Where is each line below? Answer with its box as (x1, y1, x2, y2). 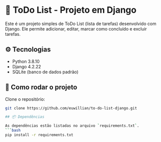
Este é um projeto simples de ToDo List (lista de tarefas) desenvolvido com (5, 21, 157, 27)
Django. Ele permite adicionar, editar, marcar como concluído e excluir (5, 26, 147, 31)
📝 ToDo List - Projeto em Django (5, 4, 136, 16)
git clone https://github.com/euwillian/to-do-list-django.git (5, 106, 137, 111)
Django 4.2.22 (12, 63, 41, 69)
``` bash (5, 128, 21, 133)
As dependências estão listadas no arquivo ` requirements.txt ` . (5, 123, 139, 128)
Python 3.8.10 (12, 58, 40, 64)
